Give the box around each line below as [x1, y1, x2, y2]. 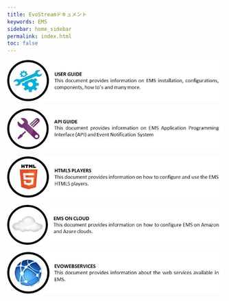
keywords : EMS [7, 18, 48, 25]
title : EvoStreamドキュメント [7, 11, 87, 18]
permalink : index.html [7, 33, 72, 40]
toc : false [7, 40, 38, 47]
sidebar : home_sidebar [7, 25, 72, 32]
